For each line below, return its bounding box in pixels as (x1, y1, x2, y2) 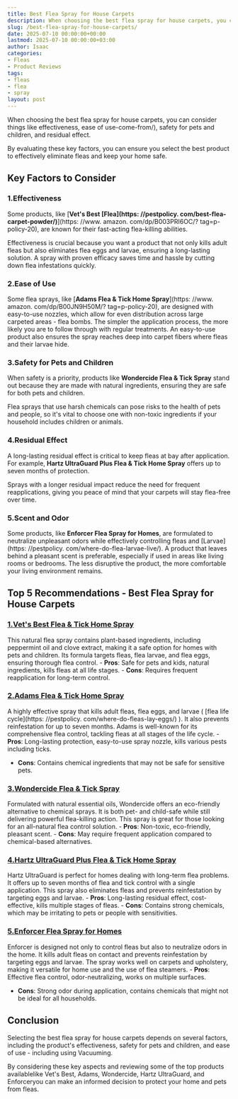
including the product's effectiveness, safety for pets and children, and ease (7, 1041, 230, 1049)
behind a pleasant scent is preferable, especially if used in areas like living (7, 551, 225, 560)
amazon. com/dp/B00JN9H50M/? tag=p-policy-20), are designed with (7, 302, 214, 310)
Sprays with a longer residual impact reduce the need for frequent (7, 480, 200, 489)
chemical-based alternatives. (7, 838, 93, 846)
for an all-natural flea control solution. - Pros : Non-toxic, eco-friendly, (7, 823, 211, 831)
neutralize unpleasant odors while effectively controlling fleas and (7, 536, 200, 545)
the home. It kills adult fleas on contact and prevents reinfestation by (7, 950, 208, 959)
